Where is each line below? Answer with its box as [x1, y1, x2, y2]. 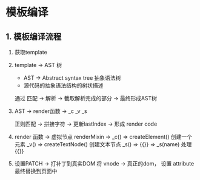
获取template [14, 49, 48, 56]
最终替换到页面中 [14, 167, 58, 175]
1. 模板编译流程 [5, 31, 62, 42]
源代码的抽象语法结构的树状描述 [23, 82, 104, 89]
